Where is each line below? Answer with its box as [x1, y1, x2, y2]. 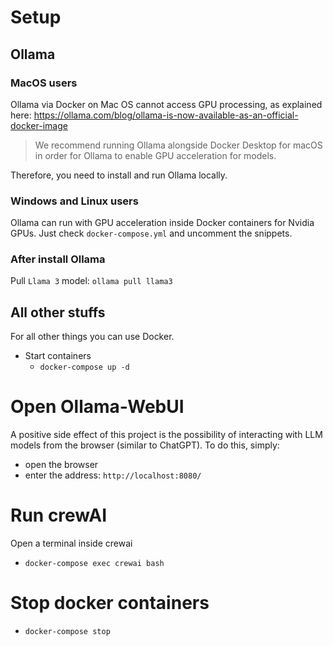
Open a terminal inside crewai [10, 537, 133, 550]
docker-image [10, 119, 68, 131]
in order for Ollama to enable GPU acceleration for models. [34, 149, 277, 161]
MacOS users [10, 76, 78, 90]
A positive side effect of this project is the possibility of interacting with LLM [10, 429, 323, 441]
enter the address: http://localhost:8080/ [24, 469, 202, 481]
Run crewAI [10, 504, 108, 527]
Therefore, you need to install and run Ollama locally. [10, 169, 228, 181]
